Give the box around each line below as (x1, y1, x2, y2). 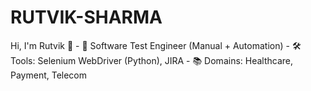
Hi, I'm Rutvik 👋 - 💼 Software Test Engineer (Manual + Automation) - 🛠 (10, 39, 302, 51)
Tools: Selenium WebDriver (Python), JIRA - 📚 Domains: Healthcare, (10, 54, 294, 66)
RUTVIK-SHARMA (10, 6, 163, 29)
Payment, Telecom (10, 69, 88, 81)
